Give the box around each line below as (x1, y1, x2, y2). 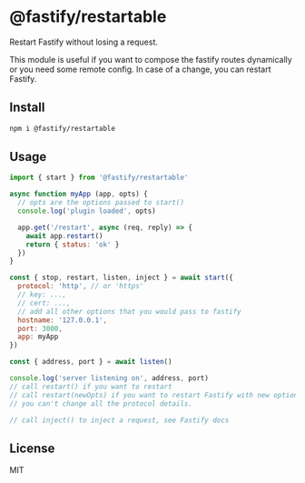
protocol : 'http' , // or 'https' (17, 282, 144, 291)
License (9, 440, 55, 456)
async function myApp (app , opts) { (9, 189, 148, 199)
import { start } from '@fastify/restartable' (9, 173, 189, 183)
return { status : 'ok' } (25, 239, 120, 249)
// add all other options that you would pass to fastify (17, 307, 242, 316)
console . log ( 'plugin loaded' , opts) (17, 206, 156, 216)
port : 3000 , (17, 324, 64, 333)
